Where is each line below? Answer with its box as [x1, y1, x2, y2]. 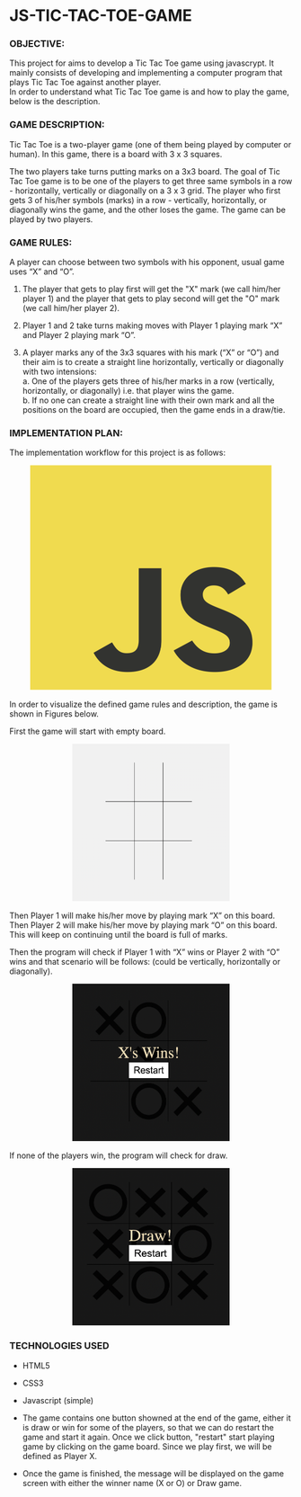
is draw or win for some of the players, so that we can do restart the [22, 1421, 274, 1432]
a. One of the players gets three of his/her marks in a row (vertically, [22, 376, 276, 387]
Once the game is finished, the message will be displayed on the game [22, 1467, 285, 1479]
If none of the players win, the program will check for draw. [9, 1150, 228, 1161]
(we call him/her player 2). [22, 303, 120, 314]
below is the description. [9, 96, 101, 107]
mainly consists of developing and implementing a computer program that [9, 67, 283, 78]
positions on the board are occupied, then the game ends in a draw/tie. [22, 405, 286, 415]
